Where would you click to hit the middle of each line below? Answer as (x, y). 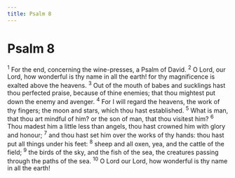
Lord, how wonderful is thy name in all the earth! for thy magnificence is (111, 77)
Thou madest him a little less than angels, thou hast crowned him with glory (116, 126)
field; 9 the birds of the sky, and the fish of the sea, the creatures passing (113, 152)
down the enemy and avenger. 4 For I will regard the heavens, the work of (114, 101)
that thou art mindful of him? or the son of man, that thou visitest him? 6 (110, 118)
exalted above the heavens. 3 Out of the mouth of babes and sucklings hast (116, 85)
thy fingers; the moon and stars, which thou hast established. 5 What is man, (118, 110)
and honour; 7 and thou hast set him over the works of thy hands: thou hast (116, 134)
